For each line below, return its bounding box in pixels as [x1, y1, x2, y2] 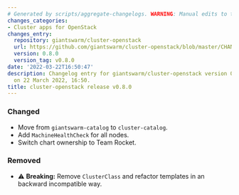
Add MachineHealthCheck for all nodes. [17, 130, 129, 139]
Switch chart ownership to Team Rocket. [17, 138, 137, 147]
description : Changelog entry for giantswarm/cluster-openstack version [7, 70, 228, 77]
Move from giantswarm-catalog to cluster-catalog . [17, 122, 169, 132]
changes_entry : [7, 30, 53, 38]
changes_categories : [7, 17, 69, 24]
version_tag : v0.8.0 [14, 57, 75, 64]
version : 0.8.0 [14, 51, 59, 58]
